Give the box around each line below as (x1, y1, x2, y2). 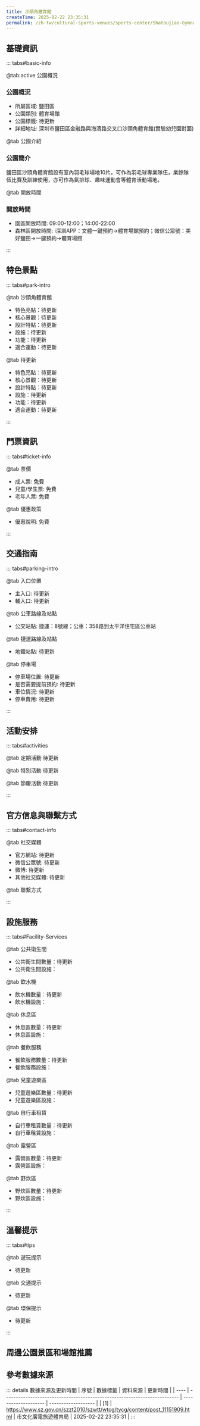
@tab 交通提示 (6, 1279, 42, 1286)
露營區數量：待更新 (14, 1154, 62, 1161)
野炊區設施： (14, 1194, 46, 1202)
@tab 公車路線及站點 (6, 609, 58, 617)
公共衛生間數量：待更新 (14, 958, 73, 965)
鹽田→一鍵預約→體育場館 (20, 234, 83, 242)
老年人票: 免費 (14, 492, 49, 500)
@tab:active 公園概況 (6, 72, 58, 79)
